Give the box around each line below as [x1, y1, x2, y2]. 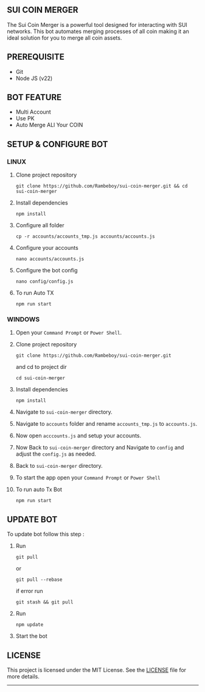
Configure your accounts [15, 244, 78, 252]
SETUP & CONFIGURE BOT [7, 139, 108, 149]
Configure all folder [15, 222, 64, 229]
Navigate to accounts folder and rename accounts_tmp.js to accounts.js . [15, 420, 197, 428]
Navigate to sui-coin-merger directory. [15, 409, 113, 416]
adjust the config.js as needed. [15, 450, 97, 457]
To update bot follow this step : [7, 531, 85, 538]
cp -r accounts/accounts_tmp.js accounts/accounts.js [15, 233, 155, 240]
